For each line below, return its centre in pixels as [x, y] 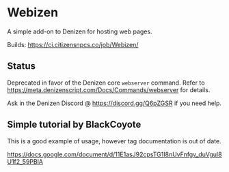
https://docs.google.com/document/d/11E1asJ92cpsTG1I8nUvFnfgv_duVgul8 [114, 154]
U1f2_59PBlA [25, 161]
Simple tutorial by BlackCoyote [74, 125]
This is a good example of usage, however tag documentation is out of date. [114, 141]
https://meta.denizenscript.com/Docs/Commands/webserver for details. [109, 89]
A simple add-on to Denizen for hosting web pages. [80, 31]
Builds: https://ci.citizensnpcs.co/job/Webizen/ [73, 44]
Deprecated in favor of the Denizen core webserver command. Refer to [106, 83]
